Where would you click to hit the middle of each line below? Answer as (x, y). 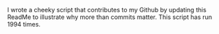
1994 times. (24, 24)
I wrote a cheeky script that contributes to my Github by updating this (107, 10)
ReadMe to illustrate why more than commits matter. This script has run (110, 17)
